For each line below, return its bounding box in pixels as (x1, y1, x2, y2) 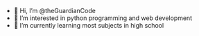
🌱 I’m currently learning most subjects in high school (13, 21, 164, 29)
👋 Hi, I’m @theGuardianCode (13, 7, 96, 15)
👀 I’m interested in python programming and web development (13, 14, 193, 22)
